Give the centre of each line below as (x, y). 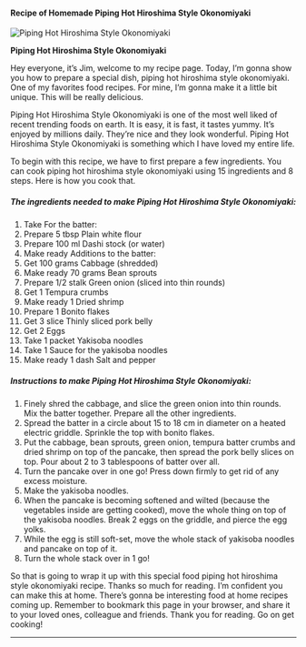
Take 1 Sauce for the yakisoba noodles (95, 350)
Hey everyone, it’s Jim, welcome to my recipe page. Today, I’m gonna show (151, 68)
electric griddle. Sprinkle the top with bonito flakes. (119, 433)
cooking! (27, 624)
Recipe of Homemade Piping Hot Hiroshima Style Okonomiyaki (131, 13)
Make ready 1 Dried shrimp (74, 302)
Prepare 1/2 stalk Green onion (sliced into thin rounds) (124, 283)
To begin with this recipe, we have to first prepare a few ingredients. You (146, 162)
